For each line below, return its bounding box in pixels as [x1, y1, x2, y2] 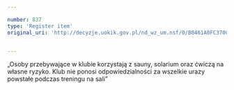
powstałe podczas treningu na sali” [7, 75, 108, 83]
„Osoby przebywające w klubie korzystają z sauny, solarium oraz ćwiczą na [7, 60, 224, 69]
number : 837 [7, 16, 42, 23]
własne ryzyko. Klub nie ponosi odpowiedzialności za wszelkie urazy [7, 67, 205, 76]
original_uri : [7, 29, 49, 36]
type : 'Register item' [7, 22, 73, 30]
